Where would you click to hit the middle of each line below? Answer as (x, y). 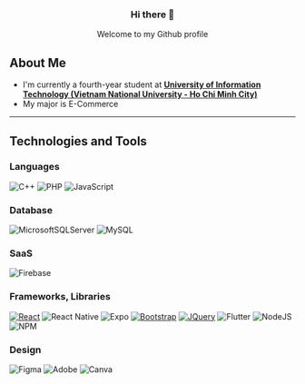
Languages (35, 167)
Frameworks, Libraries (60, 297)
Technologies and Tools (79, 141)
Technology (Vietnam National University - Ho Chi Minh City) (140, 94)
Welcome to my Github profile (152, 34)
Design (25, 350)
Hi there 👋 (152, 15)
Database (31, 210)
